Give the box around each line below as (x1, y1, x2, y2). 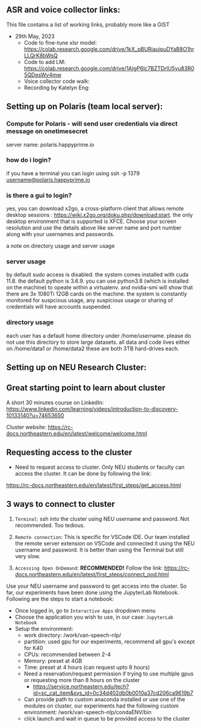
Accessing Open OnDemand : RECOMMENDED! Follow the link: (14, 564, 164, 572)
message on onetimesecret (6, 127, 88, 135)
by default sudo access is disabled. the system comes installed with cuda (6, 271, 188, 279)
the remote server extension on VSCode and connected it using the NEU (14, 540, 195, 547)
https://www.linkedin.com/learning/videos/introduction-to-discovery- (6, 405, 179, 413)
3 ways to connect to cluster (6, 499, 116, 509)
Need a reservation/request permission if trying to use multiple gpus (23, 670, 194, 677)
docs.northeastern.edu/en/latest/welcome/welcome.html (6, 430, 147, 437)
